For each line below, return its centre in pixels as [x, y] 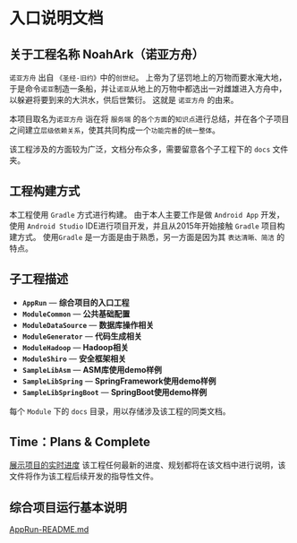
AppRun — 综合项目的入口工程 [76, 302]
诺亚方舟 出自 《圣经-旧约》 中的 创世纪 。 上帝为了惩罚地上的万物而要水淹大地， [148, 78]
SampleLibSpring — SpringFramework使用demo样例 [119, 381]
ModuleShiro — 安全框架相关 [74, 358]
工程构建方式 [45, 191]
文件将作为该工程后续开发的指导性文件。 [84, 477]
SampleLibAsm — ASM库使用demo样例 [92, 369]
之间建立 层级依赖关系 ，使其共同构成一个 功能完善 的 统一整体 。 [115, 130]
